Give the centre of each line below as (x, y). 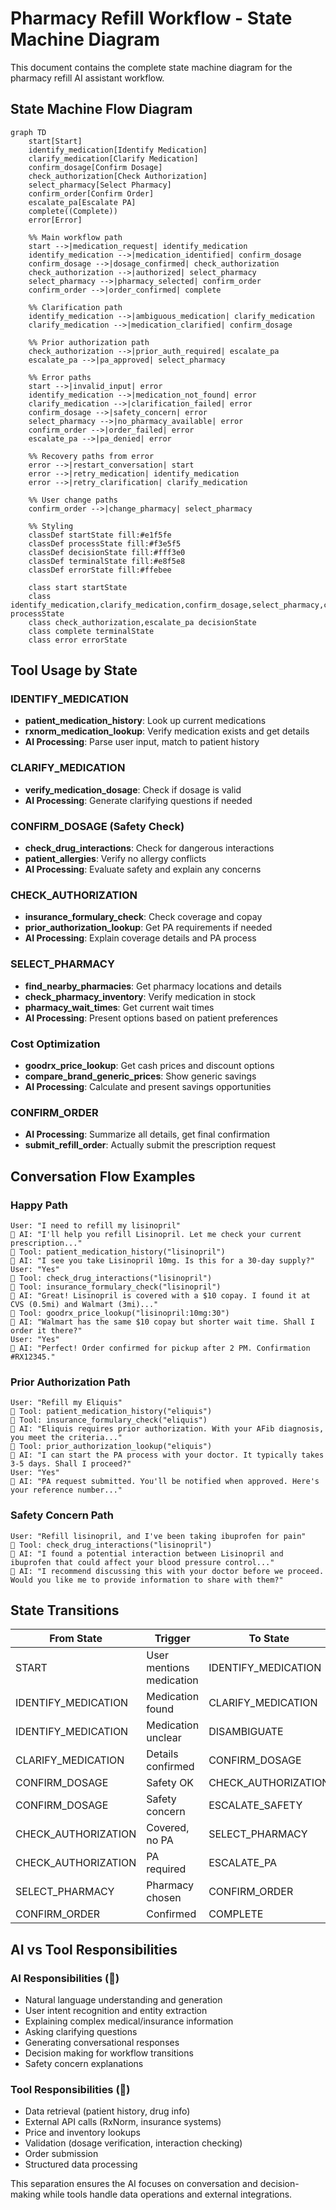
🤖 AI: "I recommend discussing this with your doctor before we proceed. (167, 1571)
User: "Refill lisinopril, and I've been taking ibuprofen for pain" (158, 1536)
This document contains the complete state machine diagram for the (151, 67)
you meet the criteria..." (66, 1438)
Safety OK (170, 1783)
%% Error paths (60, 377)
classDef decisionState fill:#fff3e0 (107, 552)
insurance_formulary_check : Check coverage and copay (143, 917)
